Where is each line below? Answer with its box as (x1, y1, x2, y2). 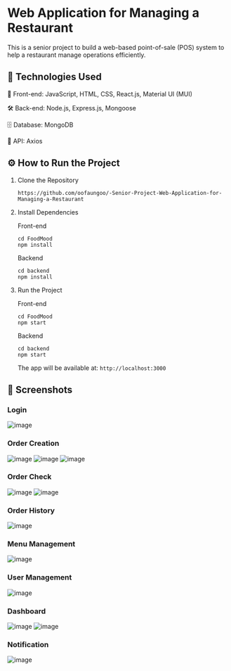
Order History (7, 505, 55, 515)
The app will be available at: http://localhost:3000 (17, 364, 166, 372)
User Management (7, 573, 72, 582)
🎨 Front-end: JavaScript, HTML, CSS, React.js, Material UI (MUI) (7, 89, 193, 98)
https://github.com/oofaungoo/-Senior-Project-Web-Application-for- (17, 189, 223, 196)
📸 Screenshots (7, 383, 73, 395)
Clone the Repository (17, 176, 79, 184)
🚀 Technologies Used (7, 71, 102, 83)
